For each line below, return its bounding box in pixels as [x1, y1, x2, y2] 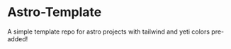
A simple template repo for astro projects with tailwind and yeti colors [7, 27, 210, 36]
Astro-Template [7, 4, 102, 20]
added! [7, 34, 28, 43]
